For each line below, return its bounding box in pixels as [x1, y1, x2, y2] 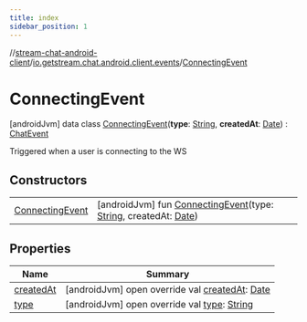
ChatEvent [9, 129, 48, 140]
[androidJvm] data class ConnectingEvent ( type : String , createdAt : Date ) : [9, 119, 288, 130]
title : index [9, 13, 59, 23]
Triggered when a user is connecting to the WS [9, 146, 187, 157]
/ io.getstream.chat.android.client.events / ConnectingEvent [29, 57, 249, 68]
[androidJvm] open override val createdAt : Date [65, 284, 271, 296]
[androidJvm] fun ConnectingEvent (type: [97, 198, 274, 211]
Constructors [9, 172, 88, 188]
